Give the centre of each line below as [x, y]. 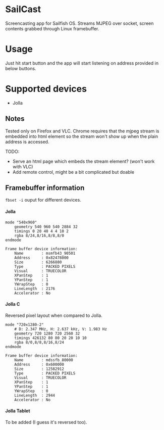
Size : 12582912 [39, 369]
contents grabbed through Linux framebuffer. [52, 28]
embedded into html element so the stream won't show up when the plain [81, 136]
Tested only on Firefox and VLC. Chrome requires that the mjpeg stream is [82, 131]
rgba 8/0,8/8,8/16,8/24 [39, 342]
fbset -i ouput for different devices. [43, 200]
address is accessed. [27, 141]
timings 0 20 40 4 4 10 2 [42, 231]
